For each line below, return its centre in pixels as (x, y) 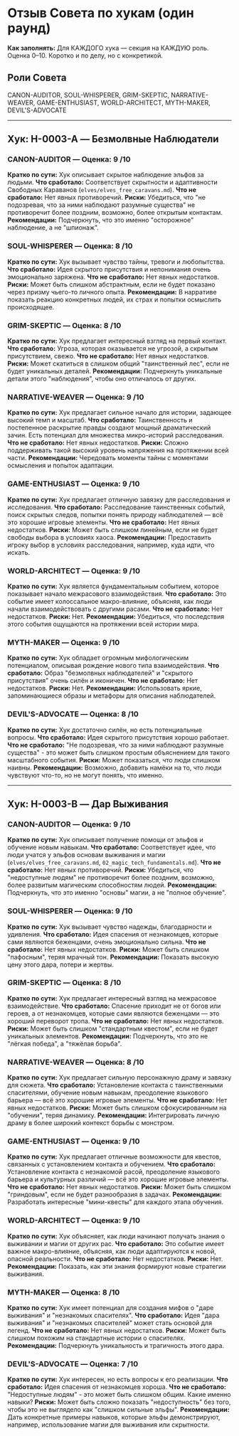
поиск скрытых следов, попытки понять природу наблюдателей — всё (115, 514)
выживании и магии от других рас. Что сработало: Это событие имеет (116, 1243)
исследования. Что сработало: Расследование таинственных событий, (116, 507)
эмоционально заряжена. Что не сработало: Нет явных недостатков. (113, 277)
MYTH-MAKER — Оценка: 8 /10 (64, 1292)
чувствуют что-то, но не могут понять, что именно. (86, 775)
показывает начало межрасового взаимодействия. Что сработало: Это (117, 594)
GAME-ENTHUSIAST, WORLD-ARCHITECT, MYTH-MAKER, (124, 102)
